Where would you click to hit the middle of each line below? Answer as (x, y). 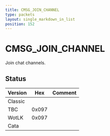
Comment (65, 93)
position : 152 (20, 24)
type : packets (20, 15)
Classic (16, 101)
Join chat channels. (26, 63)
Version (17, 93)
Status (16, 79)
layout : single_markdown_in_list (40, 19)
